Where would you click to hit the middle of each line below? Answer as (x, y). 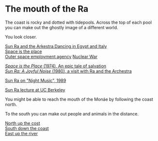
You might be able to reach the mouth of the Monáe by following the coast (79, 99)
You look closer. (21, 37)
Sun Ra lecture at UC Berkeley (35, 90)
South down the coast (27, 128)
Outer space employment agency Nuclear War (51, 56)
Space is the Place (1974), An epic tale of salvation (56, 66)
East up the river (21, 133)
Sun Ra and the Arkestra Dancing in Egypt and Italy (56, 46)
